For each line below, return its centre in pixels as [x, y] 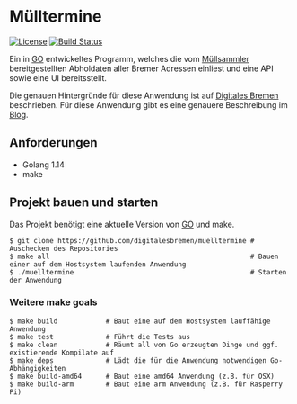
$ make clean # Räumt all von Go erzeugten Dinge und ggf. [144, 345]
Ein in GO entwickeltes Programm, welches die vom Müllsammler [129, 58]
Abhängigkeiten [38, 368]
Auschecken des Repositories [64, 248]
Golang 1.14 [43, 165]
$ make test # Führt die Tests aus [100, 337]
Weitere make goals [53, 302]
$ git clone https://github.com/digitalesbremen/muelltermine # [132, 240]
